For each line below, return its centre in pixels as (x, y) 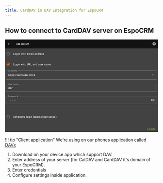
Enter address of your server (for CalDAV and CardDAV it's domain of (81, 159)
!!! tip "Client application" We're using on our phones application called (76, 140)
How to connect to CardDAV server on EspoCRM (80, 31)
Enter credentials (29, 170)
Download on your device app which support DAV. (62, 154)
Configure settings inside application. (49, 175)
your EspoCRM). (28, 165)
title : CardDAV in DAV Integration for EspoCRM (54, 10)
